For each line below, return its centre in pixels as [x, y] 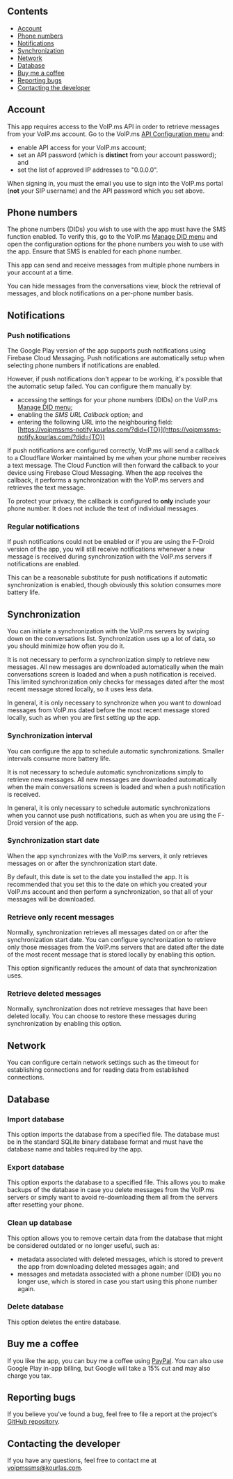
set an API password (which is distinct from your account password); [117, 155]
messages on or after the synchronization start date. [82, 863]
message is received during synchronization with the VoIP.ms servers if [110, 557]
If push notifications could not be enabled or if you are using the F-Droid [111, 542]
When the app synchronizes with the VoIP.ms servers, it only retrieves [107, 855]
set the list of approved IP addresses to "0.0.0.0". [88, 170]
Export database [36, 1167]
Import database [36, 1119]
